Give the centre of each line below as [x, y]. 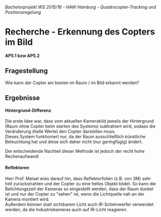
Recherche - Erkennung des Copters [80, 32]
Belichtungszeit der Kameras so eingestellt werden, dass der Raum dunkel [79, 189]
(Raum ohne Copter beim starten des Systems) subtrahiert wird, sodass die [80, 127]
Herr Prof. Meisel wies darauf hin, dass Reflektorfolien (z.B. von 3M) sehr [78, 178]
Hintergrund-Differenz [28, 110]
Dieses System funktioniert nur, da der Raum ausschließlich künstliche [75, 137]
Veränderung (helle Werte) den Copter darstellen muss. [60, 131]
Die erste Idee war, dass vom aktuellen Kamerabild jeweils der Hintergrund [80, 121]
